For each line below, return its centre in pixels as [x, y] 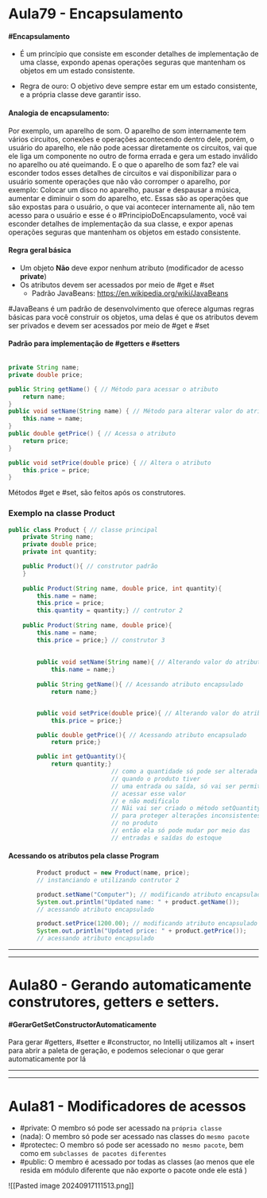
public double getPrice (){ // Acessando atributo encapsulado [142, 735]
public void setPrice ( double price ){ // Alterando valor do [138, 713]
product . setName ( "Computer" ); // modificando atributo [130, 894]
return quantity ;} [81, 764]
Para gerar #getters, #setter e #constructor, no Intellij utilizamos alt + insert [132, 1042]
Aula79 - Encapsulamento [96, 14]
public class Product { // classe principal [83, 529]
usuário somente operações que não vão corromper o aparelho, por [120, 181]
